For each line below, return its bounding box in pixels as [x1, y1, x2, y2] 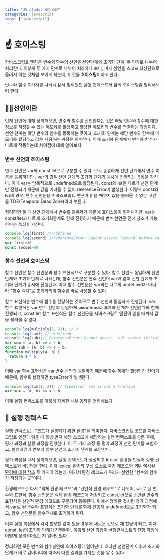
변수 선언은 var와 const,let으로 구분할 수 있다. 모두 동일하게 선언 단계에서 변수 [5, 168, 155, 174]
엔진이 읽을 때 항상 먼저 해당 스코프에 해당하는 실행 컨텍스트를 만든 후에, [18, 434, 156, 440]
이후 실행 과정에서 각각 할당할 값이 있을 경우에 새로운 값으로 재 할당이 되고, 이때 [5, 520, 157, 526]
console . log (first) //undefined [5, 231, 71, 236]
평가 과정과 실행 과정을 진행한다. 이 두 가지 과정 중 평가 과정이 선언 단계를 [5, 440, 145, 446]
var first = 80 [5, 240, 32, 246]
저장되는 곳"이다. [10, 475, 43, 481]
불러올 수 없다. [10, 317, 38, 323]
